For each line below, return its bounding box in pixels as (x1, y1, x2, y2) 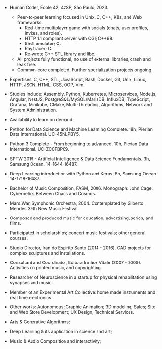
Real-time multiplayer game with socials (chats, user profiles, (24, 25, 149, 31)
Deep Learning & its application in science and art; (9, 329, 112, 334)
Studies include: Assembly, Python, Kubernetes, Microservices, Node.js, (9, 91, 157, 97)
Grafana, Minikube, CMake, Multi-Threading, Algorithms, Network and (9, 102, 152, 107)
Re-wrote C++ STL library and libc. (24, 51, 96, 57)
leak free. (17, 62, 37, 67)
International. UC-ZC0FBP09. (9, 146, 69, 152)
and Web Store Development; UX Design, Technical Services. (9, 309, 134, 315)
